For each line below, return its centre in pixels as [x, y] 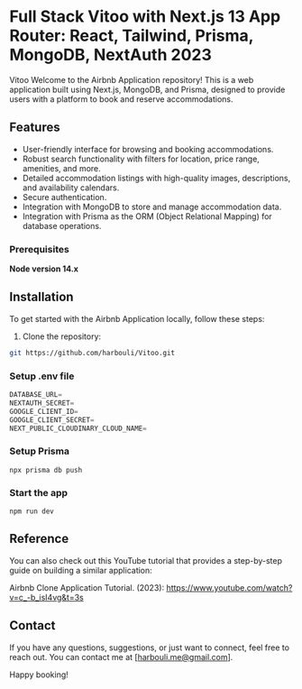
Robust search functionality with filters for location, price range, [141, 159]
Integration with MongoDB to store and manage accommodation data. [152, 207]
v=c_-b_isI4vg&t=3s [46, 597]
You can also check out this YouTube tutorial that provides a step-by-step [146, 560]
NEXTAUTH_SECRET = [42, 403]
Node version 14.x [44, 269]
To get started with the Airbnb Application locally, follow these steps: [137, 318]
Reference [39, 539]
